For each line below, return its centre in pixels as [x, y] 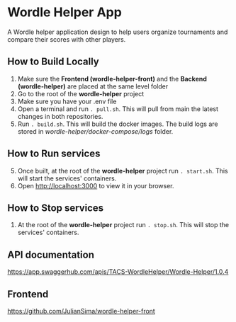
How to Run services [54, 154]
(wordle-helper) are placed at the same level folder [93, 86]
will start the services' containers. [67, 178]
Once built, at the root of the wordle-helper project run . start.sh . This [123, 171]
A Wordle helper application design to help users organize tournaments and [118, 32]
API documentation [51, 254]
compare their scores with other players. [67, 39]
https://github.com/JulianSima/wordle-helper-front [82, 311]
